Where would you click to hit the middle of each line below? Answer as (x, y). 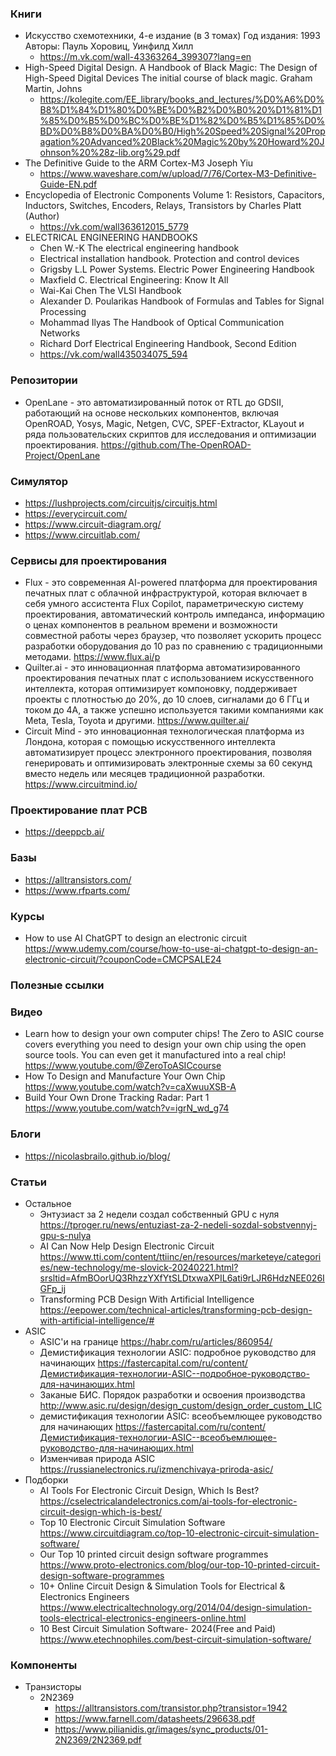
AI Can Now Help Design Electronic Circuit (127, 1246)
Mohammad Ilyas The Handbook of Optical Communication (162, 323)
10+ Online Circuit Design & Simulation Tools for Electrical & (162, 1586)
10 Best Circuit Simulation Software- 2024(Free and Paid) (158, 1628)
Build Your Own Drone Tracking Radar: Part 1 (117, 1098)
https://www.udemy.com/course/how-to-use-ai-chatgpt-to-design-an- (171, 949)
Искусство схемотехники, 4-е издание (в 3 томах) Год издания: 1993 (172, 36)
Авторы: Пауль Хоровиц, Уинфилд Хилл (109, 46)
